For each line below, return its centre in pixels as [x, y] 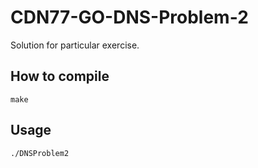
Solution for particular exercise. [75, 45]
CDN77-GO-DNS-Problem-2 [129, 17]
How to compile [60, 76]
